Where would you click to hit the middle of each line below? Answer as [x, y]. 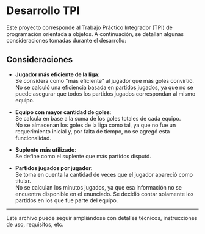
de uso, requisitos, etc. [35, 224]
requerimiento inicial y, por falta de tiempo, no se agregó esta [92, 131]
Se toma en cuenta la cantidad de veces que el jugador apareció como [104, 174]
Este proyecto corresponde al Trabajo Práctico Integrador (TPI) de [89, 27]
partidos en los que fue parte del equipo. [67, 200]
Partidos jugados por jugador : [54, 168]
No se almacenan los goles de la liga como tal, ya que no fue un [95, 125]
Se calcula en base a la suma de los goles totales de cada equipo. [98, 118]
